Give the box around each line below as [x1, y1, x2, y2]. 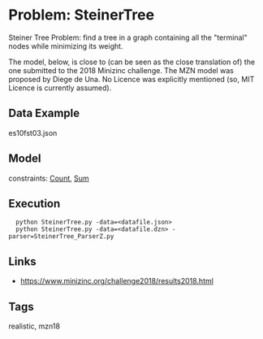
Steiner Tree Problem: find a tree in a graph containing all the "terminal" [8, 33, 248, 42]
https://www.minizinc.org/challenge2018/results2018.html [19, 276, 213, 286]
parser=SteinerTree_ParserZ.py [8, 233, 114, 241]
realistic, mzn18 [8, 321, 61, 331]
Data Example [8, 106, 80, 120]
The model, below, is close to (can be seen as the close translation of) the [8, 57, 256, 67]
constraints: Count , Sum [8, 173, 89, 183]
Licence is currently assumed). [8, 83, 112, 93]
